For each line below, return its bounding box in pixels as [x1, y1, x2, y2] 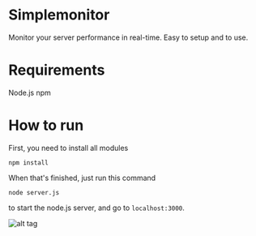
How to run [8, 116, 84, 135]
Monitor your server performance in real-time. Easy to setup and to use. [8, 32, 249, 42]
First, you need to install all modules [8, 143, 129, 152]
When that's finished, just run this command [8, 173, 156, 182]
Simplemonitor [8, 6, 110, 24]
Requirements [8, 61, 105, 79]
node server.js [8, 188, 60, 196]
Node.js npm [8, 88, 51, 97]
